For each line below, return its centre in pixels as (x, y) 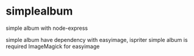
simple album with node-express (47, 28)
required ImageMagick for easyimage (53, 46)
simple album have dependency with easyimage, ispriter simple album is (97, 40)
